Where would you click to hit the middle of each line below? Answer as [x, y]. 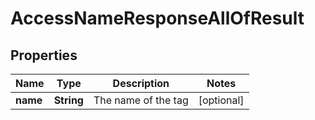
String [68, 100]
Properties [44, 55]
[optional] [221, 100]
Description [141, 83]
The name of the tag [141, 100]
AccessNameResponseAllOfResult [157, 18]
